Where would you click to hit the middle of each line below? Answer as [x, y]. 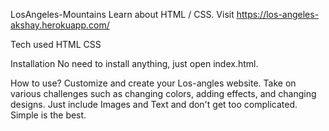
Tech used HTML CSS [56, 44]
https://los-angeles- [278, 14]
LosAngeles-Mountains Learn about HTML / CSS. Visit [122, 14]
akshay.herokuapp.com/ [60, 25]
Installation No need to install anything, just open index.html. [134, 63]
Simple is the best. [48, 115]
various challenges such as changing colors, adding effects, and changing [163, 93]
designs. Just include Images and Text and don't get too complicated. [154, 104]
